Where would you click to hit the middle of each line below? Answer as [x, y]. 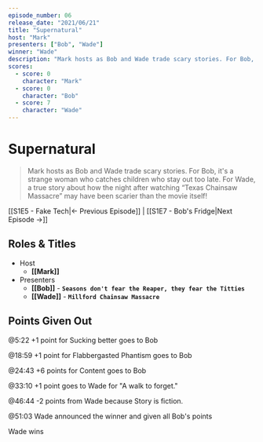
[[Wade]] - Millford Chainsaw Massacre [95, 296]
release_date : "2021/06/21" [54, 23]
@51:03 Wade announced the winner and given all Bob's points [110, 416]
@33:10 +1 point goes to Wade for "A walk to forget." [93, 385]
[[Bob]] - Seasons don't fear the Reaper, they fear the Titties [138, 288]
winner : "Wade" [33, 52]
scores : [21, 67]
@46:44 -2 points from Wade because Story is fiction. [96, 400]
